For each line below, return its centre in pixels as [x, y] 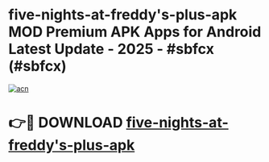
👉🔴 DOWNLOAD [66, 123]
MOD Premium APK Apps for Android [135, 32]
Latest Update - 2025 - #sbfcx [112, 49]
